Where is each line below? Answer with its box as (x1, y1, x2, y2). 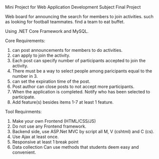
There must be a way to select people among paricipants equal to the (12, 68, 153, 74)
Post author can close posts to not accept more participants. (12, 84, 135, 90)
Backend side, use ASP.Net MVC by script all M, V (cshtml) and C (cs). (12, 129, 155, 134)
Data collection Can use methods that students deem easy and (12, 144, 139, 150)
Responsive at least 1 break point (12, 139, 79, 145)
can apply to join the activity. (12, 52, 70, 58)
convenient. (12, 149, 36, 155)
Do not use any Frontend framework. (12, 123, 87, 129)
